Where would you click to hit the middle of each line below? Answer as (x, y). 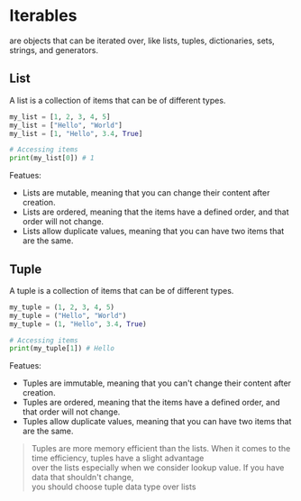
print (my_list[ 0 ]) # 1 (52, 159)
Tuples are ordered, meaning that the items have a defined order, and (151, 403)
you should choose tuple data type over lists (114, 487)
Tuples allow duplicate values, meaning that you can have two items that (157, 422)
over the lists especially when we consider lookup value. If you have (158, 468)
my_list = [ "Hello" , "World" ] (66, 125)
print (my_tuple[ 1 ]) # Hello (62, 349)
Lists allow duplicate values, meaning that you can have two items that (153, 232)
